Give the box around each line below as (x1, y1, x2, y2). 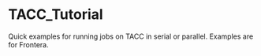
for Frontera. (8, 39, 49, 49)
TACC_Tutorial (8, 6, 104, 24)
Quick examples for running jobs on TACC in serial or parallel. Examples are (8, 32, 254, 41)
